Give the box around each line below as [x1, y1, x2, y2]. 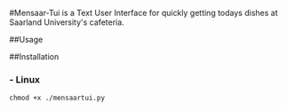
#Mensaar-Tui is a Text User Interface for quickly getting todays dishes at [9, 8, 278, 18]
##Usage [9, 35, 44, 44]
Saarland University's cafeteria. [9, 17, 124, 28]
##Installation [9, 52, 60, 61]
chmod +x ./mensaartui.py [9, 93, 105, 103]
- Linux [9, 73, 41, 85]
